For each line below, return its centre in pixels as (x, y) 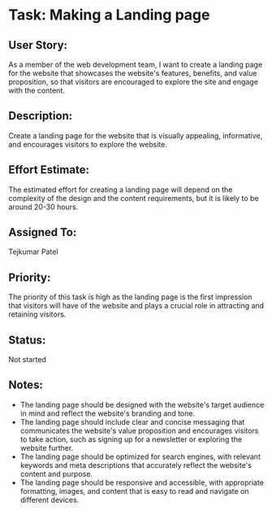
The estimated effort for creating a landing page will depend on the (121, 190)
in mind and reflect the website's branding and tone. (108, 413)
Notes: (26, 385)
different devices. (50, 500)
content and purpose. (56, 474)
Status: (27, 340)
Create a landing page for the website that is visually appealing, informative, (136, 135)
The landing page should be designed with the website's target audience (142, 404)
